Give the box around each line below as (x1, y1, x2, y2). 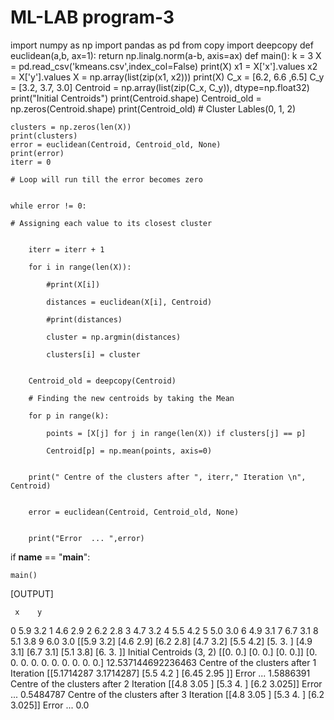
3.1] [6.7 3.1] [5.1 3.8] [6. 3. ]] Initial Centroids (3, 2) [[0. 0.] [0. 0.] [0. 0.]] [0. (10, 646, 318, 658)
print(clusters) (10, 131, 78, 141)
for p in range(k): (28, 411, 110, 421)
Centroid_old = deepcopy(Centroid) (28, 376, 177, 386)
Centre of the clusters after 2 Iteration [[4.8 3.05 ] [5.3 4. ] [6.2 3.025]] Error (10, 677, 323, 690)
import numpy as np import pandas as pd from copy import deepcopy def (10, 39, 314, 51)
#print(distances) (46, 314, 123, 325)
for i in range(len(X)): (28, 262, 132, 272)
